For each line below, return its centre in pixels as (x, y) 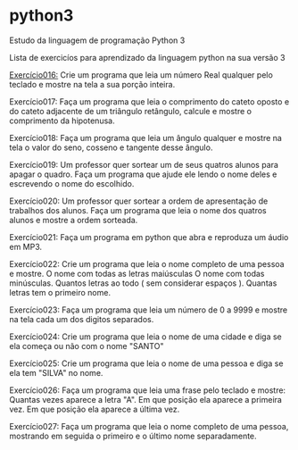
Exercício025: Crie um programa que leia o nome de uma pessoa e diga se (146, 363)
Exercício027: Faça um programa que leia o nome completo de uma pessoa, (149, 426)
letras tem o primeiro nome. (60, 292)
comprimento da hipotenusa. (62, 121)
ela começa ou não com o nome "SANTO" (87, 346)
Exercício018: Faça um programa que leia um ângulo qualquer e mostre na (146, 137)
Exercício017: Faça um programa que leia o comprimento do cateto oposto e (149, 101)
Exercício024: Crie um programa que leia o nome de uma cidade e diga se (146, 337)
